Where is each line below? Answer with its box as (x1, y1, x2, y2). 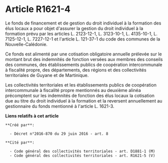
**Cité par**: (5, 140, 35, 145)
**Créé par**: (5, 122, 35, 127)
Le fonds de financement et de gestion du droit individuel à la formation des (5, 20, 161, 26)
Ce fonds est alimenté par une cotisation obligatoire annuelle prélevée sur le (5, 51, 162, 57)
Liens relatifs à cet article (5, 112, 59, 118)
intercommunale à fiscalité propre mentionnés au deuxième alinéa (5, 87, 141, 93)
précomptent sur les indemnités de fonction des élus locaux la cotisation (5, 92, 155, 98)
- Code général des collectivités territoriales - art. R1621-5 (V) (9, 153, 155, 158)
